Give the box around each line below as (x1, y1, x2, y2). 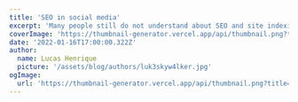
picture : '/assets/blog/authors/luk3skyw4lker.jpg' (17, 63, 213, 72)
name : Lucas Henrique (17, 54, 98, 63)
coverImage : (9, 29, 53, 38)
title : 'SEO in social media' (9, 12, 122, 22)
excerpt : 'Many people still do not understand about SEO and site (9, 21, 264, 30)
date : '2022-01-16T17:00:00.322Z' (9, 37, 137, 47)
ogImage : (9, 71, 42, 80)
